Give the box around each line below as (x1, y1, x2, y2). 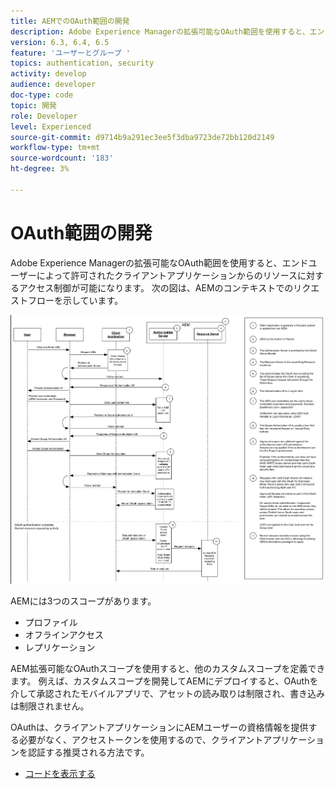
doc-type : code (10, 90, 74, 100)
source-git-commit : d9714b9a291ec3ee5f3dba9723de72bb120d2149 (10, 132, 275, 142)
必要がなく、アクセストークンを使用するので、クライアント (18, 733, 264, 745)
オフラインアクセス (24, 628, 105, 640)
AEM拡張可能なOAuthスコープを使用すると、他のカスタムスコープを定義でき (10, 662, 326, 674)
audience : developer (10, 80, 97, 90)
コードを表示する (24, 767, 96, 779)
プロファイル (24, 616, 78, 628)
